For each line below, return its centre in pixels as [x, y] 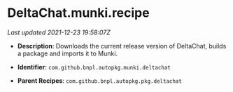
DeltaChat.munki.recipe [78, 13]
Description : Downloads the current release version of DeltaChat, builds [122, 46]
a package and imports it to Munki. [67, 53]
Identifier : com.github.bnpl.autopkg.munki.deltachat [94, 67]
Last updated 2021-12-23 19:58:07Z [59, 32]
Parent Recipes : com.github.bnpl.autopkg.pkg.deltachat [99, 80]
